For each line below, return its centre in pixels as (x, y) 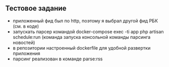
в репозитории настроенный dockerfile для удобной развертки (82, 48)
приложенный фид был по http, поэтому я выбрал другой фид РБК (85, 20)
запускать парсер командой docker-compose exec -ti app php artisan (88, 31)
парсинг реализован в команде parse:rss (58, 59)
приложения (26, 53)
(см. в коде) (26, 26)
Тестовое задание (36, 8)
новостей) (24, 42)
